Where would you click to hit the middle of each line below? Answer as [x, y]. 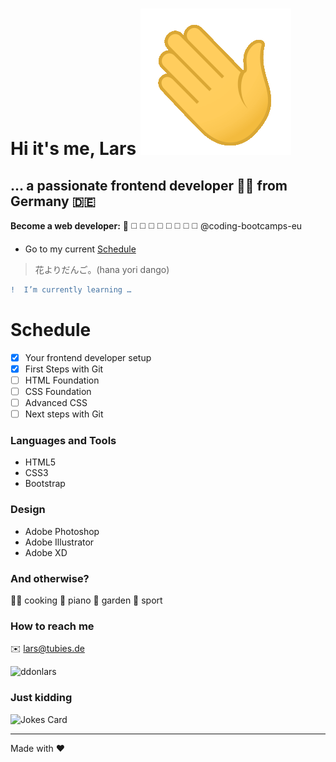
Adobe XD [46, 552]
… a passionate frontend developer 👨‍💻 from [149, 185]
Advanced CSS [56, 403]
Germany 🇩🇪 [53, 201]
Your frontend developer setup [88, 357]
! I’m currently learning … [71, 290]
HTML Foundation [62, 380]
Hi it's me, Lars [73, 149]
